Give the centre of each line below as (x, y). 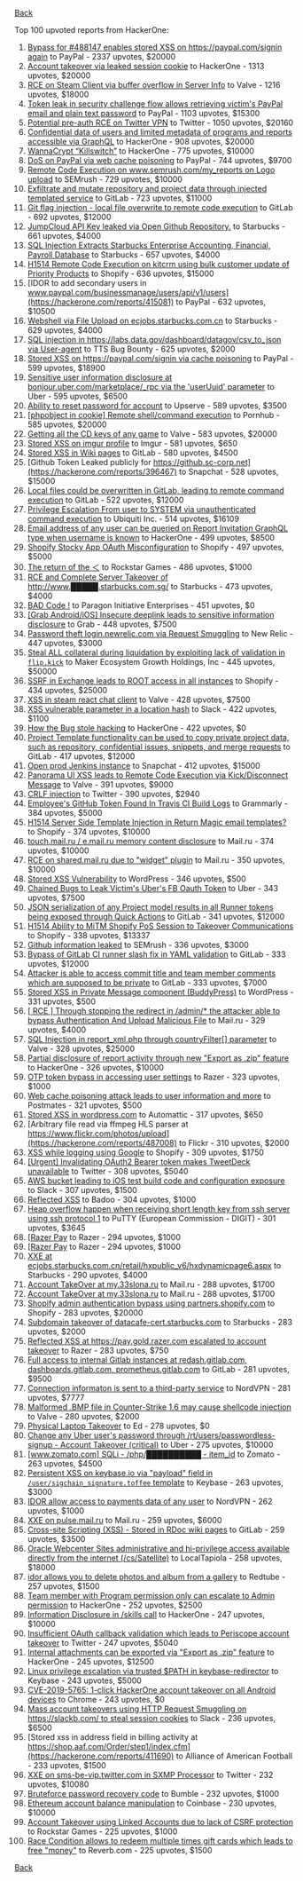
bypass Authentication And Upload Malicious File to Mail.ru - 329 (146, 1020)
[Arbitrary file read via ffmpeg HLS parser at (108, 1124)
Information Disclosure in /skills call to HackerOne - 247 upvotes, (146, 1614)
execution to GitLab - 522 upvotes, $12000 (105, 500)
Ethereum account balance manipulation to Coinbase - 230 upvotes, (152, 1803)
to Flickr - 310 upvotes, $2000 (234, 1143)
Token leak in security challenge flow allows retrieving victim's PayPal (155, 104)
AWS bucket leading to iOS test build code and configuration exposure (156, 1181)
